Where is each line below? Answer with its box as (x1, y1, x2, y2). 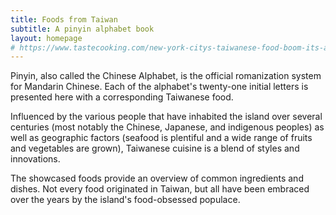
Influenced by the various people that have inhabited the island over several (10, 111, 323, 123)
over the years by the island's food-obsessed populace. (10, 194, 241, 206)
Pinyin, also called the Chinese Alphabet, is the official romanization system (10, 70, 322, 82)
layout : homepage (10, 33, 83, 43)
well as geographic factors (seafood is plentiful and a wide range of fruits (10, 132, 313, 144)
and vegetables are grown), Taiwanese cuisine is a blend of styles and (10, 142, 300, 155)
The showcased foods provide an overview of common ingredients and (10, 172, 304, 185)
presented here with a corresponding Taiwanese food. (10, 91, 234, 103)
